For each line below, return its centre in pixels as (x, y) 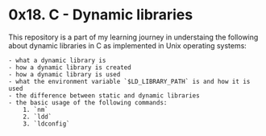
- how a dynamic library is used (64, 74)
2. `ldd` (37, 117)
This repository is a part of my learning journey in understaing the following (133, 37)
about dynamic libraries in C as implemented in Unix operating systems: (128, 45)
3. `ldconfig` (46, 124)
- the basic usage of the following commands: (88, 102)
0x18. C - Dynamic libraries (101, 15)
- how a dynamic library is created (70, 67)
